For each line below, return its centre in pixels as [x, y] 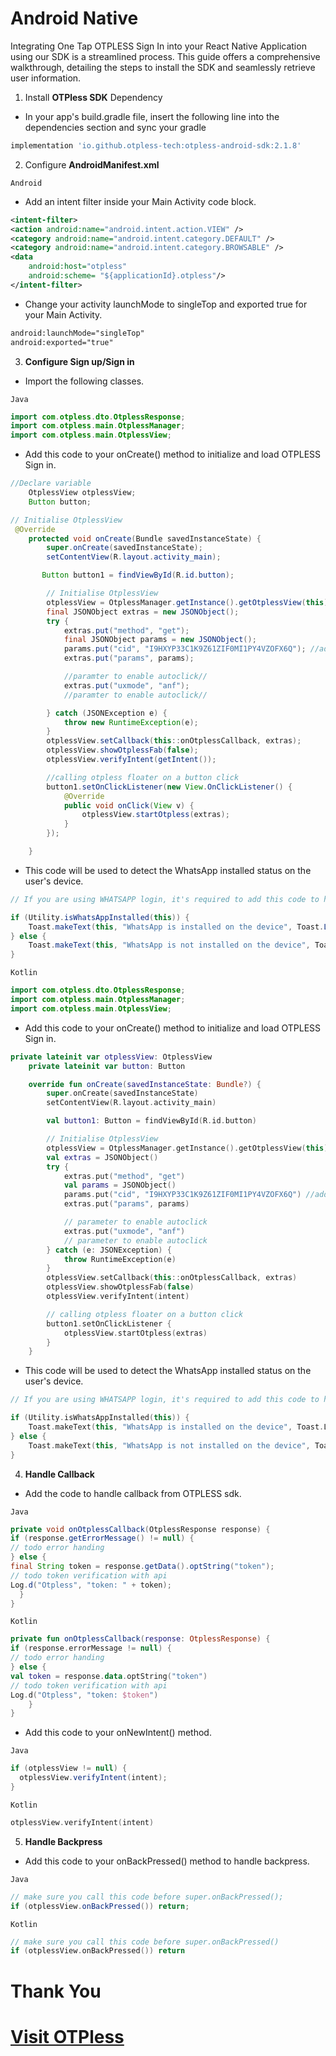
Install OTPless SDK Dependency [93, 97]
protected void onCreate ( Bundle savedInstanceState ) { [145, 538]
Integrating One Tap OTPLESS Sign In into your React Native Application [158, 46]
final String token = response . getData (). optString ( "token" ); [142, 1567]
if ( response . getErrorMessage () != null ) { [102, 1538]
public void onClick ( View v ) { [129, 805]
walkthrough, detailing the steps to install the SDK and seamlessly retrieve [163, 67]
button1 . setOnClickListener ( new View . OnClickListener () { [169, 787]
